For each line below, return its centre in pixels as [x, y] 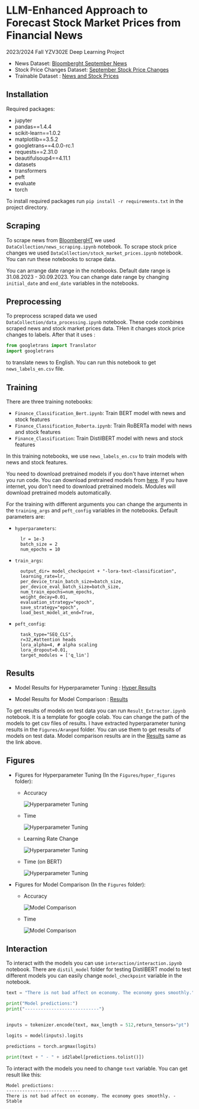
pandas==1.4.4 [33, 126]
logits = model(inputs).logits [45, 1036]
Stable [14, 1101]
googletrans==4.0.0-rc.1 [44, 145]
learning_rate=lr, [43, 576]
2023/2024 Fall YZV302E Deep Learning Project [65, 52]
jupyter [23, 120]
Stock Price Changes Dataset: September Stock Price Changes [92, 69]
